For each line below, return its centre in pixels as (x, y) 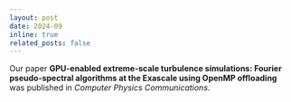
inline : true (34, 34)
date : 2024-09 (36, 26)
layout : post (34, 18)
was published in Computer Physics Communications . (110, 88)
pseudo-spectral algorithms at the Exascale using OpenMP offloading (143, 79)
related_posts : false (50, 43)
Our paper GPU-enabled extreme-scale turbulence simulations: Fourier (145, 69)
